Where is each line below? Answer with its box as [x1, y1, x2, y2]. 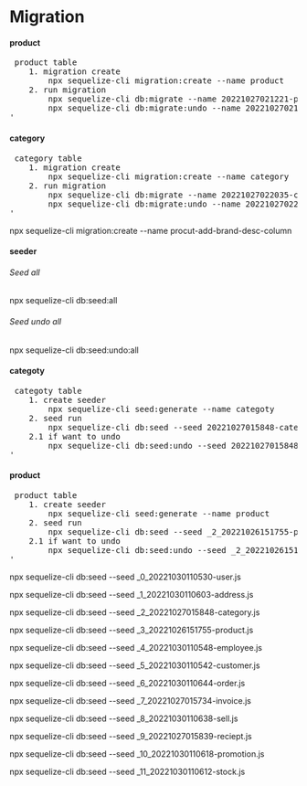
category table [14, 153, 82, 164]
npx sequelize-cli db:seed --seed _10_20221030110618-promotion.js [9, 749, 265, 759]
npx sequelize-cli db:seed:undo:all [9, 345, 139, 356]
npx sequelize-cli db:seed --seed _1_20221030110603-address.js [9, 589, 254, 600]
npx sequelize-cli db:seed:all [9, 295, 118, 306]
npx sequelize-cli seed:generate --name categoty [48, 404, 275, 414]
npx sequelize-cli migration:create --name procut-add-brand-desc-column [9, 225, 292, 236]
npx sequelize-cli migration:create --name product [48, 76, 285, 86]
